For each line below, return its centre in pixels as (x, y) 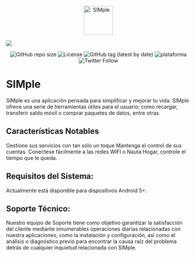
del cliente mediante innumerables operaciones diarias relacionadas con (93, 229)
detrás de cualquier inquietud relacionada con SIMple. (71, 248)
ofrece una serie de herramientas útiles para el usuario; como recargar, (92, 107)
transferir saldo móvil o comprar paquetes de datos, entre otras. (83, 113)
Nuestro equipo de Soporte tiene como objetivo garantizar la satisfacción (94, 223)
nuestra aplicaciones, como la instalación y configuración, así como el (91, 235)
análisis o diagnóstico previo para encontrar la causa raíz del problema (91, 241)
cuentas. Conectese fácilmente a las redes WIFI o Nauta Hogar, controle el (96, 152)
